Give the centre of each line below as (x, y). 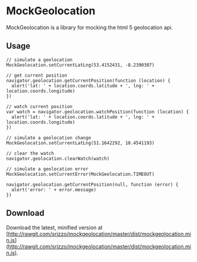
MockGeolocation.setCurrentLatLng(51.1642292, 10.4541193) (80, 143)
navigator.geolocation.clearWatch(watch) (58, 159)
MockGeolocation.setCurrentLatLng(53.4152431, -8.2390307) (80, 65)
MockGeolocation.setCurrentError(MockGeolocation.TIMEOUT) (80, 174)
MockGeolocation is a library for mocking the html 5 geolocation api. (90, 27)
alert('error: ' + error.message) (54, 190)
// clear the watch (30, 153)
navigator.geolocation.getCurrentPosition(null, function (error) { (92, 184)
